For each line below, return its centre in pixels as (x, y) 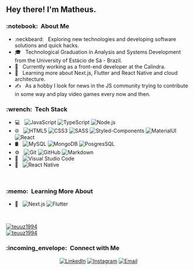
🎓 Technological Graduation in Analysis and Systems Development (98, 52)
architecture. (30, 79)
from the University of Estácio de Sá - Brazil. (68, 60)
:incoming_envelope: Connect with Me (63, 248)
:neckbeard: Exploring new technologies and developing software (95, 39)
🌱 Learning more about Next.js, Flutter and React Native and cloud (96, 73)
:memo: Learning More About (50, 191)
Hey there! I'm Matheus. (51, 10)
